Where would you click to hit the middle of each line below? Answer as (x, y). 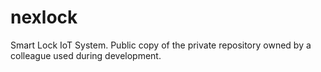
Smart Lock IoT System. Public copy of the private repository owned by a (161, 45)
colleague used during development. (86, 55)
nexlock (44, 17)
